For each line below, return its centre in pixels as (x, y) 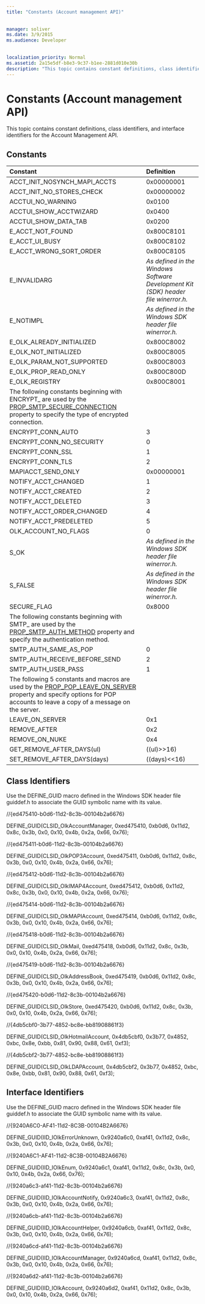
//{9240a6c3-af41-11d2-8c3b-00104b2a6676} (65, 1186)
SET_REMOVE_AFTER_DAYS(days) (59, 759)
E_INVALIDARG (31, 280)
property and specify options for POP (63, 694)
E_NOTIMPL (27, 321)
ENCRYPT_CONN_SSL (41, 452)
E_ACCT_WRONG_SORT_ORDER (55, 251)
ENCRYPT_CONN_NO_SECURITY (56, 442)
